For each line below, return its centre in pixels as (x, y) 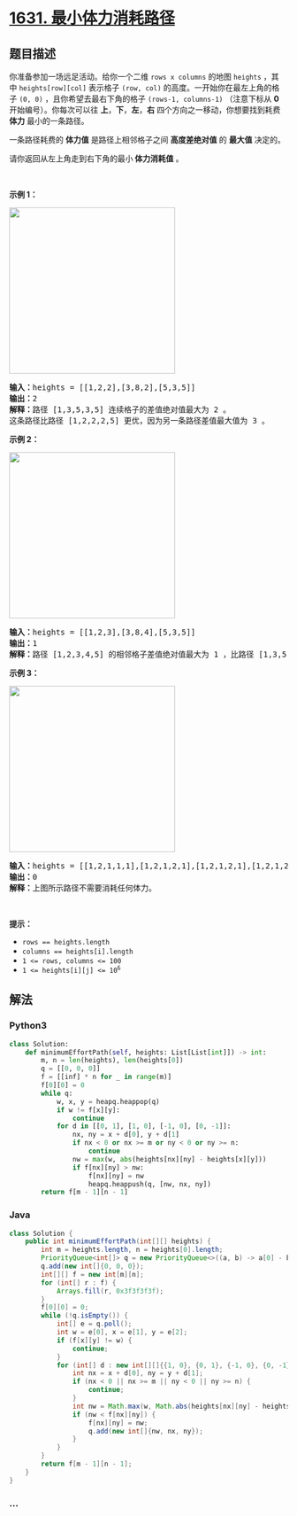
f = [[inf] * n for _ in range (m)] (107, 1077)
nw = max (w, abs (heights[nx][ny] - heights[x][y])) (169, 1159)
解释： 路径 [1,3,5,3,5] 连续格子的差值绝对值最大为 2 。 (120, 410)
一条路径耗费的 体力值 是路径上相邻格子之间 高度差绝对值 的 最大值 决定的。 (147, 140)
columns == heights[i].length (78, 952)
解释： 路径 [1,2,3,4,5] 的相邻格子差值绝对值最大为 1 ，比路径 (132, 654)
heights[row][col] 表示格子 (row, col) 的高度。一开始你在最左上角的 (145, 88)
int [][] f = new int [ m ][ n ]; (92, 1274)
